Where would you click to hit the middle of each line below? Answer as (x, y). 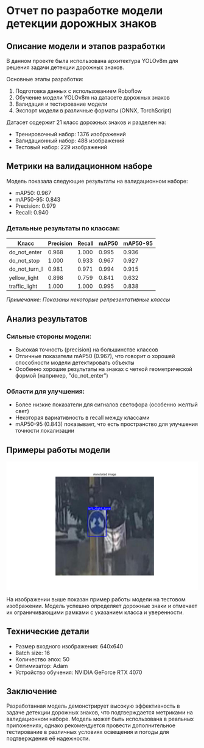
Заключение (32, 691)
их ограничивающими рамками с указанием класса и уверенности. (95, 612)
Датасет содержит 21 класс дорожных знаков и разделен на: (86, 122)
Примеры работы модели (58, 450)
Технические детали (48, 632)
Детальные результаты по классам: (63, 228)
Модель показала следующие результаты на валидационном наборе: (97, 181)
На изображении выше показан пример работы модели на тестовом (96, 599)
